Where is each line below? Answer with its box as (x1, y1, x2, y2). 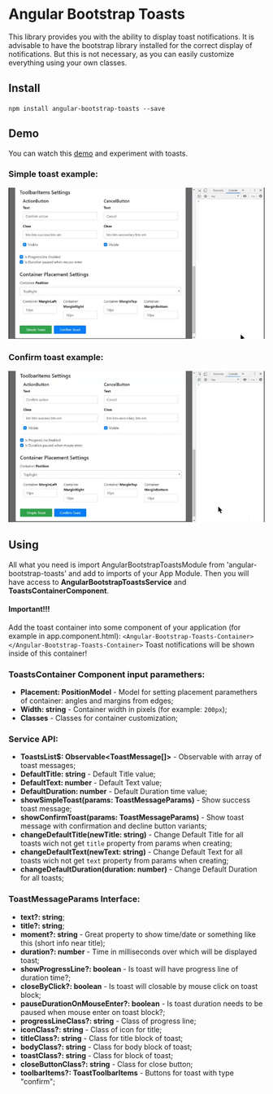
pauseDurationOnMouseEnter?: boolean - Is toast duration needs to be (19, 999, 263, 1008)
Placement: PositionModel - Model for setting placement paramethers (19, 688, 258, 697)
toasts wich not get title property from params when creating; (19, 838, 233, 848)
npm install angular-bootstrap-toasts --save (8, 104, 165, 112)
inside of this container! (8, 648, 88, 658)
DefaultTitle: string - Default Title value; (19, 769, 156, 779)
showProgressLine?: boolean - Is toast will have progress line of (19, 964, 239, 973)
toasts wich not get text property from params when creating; (19, 856, 229, 866)
